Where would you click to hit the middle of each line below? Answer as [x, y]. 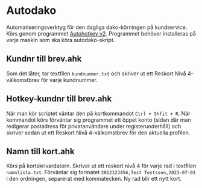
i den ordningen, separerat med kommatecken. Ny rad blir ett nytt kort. [94, 179]
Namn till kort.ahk [40, 151]
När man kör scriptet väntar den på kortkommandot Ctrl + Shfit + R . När [98, 113]
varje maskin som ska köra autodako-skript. [61, 40]
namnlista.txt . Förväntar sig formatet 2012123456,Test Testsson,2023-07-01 [101, 172]
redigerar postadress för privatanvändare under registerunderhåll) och [94, 126]
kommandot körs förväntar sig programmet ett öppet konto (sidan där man [99, 120]
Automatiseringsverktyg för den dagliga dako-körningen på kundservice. [97, 27]
